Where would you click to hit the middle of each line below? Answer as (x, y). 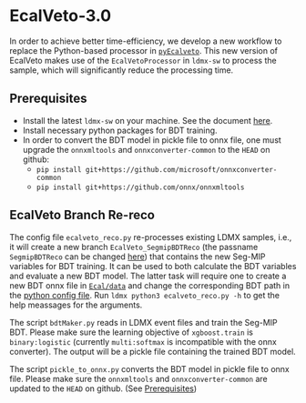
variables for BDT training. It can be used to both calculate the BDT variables (153, 266)
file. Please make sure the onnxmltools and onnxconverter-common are (138, 378)
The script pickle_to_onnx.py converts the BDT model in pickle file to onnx (149, 368)
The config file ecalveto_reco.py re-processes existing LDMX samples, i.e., (151, 237)
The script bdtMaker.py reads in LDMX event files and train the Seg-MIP (143, 322)
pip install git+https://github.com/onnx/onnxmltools (140, 187)
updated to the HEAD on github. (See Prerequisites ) (103, 388)
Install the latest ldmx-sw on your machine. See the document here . (148, 120)
